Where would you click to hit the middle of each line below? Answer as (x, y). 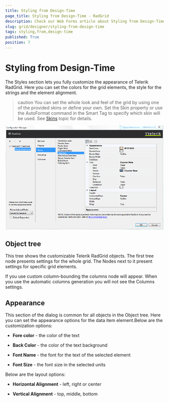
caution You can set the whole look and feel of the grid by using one (88, 102)
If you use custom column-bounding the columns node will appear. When (81, 276)
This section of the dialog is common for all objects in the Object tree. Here (83, 315)
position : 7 (18, 43)
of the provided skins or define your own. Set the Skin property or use (90, 108)
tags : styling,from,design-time (39, 32)
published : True (22, 37)
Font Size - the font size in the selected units (59, 365)
